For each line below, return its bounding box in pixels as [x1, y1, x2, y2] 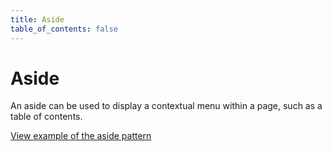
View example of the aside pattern [10, 130, 152, 142]
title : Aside [10, 14, 65, 25]
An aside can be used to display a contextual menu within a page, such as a [10, 100, 323, 112]
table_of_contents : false [10, 24, 118, 34]
